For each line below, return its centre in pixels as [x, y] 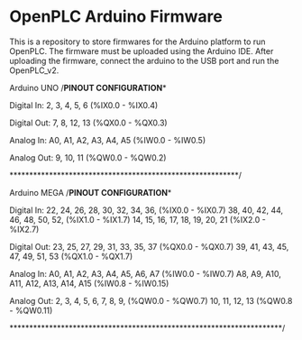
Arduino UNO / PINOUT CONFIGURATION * [88, 87]
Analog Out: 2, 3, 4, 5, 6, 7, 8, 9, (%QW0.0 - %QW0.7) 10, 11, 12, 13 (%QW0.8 [151, 300]
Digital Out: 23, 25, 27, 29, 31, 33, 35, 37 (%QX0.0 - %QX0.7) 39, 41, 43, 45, [149, 246]
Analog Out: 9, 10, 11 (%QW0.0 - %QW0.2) [88, 157]
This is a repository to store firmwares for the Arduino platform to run [137, 41]
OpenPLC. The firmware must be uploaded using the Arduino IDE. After [142, 51]
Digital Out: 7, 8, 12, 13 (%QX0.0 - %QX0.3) [89, 123]
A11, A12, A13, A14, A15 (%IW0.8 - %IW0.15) [89, 283]
